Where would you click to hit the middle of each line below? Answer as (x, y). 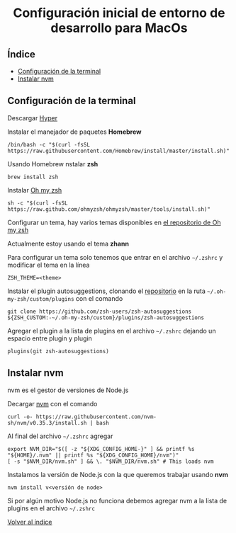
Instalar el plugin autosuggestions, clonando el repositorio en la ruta (106, 291)
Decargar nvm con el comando (52, 403)
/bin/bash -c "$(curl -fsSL (49, 144)
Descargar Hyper (33, 118)
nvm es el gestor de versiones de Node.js (68, 390)
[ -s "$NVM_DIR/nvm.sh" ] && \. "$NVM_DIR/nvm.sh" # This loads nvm (111, 462)
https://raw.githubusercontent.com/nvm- (96, 417)
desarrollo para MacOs (119, 28)
